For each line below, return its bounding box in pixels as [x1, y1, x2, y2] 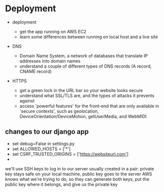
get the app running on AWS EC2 [19, 28, 87, 34]
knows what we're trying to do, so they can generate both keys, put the [5, 176, 150, 182]
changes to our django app [5, 128, 89, 136]
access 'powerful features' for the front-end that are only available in [19, 103, 160, 109]
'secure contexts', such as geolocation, [19, 108, 99, 114]
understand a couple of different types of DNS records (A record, [19, 63, 152, 69]
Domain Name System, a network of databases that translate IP [19, 52, 148, 59]
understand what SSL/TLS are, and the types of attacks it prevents [19, 93, 155, 98]
